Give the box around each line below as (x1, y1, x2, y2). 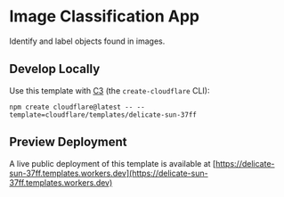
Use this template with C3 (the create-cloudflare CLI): (9, 85, 210, 95)
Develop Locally (9, 62, 101, 77)
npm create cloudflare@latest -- (9, 103, 134, 111)
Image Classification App (9, 6, 200, 27)
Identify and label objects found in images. (9, 36, 166, 46)
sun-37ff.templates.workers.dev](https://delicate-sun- (9, 168, 208, 178)
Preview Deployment (9, 135, 127, 150)
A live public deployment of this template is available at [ (9, 158, 216, 168)
